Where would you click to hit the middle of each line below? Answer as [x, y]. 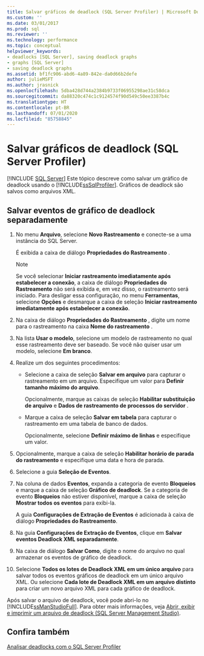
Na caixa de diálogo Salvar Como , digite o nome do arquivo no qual [100, 551]
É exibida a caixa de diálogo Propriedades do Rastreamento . [93, 253]
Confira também [38, 632]
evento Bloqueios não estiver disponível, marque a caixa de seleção [101, 496]
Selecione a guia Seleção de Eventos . [63, 472]
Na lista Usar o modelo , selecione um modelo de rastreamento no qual [104, 338]
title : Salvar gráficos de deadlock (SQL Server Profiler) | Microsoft [99, 12]
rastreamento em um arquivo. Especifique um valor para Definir [104, 381]
